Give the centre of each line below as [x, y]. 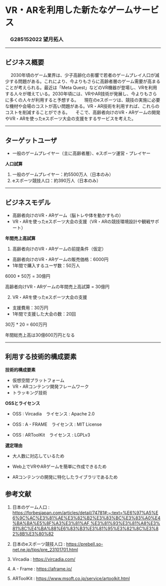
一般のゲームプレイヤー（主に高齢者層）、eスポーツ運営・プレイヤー [81, 153]
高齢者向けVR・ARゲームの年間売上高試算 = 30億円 [57, 286]
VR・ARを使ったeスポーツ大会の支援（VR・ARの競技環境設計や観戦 [81, 221]
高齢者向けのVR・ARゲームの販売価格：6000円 [60, 259]
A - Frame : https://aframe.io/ [42, 569]
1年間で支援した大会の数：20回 [44, 314]
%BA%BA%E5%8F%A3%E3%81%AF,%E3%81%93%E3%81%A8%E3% [86, 523]
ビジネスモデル [28, 202]
